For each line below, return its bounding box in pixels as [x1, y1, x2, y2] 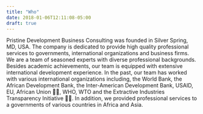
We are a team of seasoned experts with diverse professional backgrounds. [6, 56, 196, 64]
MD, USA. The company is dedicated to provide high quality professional [6, 43, 189, 50]
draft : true [6, 20, 37, 26]
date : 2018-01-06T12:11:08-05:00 [6, 15, 91, 21]
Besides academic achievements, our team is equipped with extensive [6, 62, 183, 70]
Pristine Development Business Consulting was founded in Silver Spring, [6, 37, 188, 44]
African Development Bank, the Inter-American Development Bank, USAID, [6, 82, 194, 89]
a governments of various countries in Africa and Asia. [6, 101, 143, 109]
